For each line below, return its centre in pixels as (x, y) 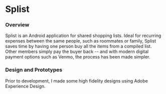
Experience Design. (26, 86)
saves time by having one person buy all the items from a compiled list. (78, 46)
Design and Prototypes (34, 70)
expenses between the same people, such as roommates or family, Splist (81, 41)
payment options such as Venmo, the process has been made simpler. (78, 57)
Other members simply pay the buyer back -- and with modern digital (77, 51)
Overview (17, 25)
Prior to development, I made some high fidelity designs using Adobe (76, 80)
